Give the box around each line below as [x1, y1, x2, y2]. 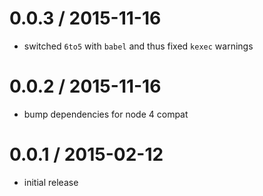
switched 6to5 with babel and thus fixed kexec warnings [23, 40, 254, 52]
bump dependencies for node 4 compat [23, 108, 189, 120]
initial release [23, 176, 79, 188]
